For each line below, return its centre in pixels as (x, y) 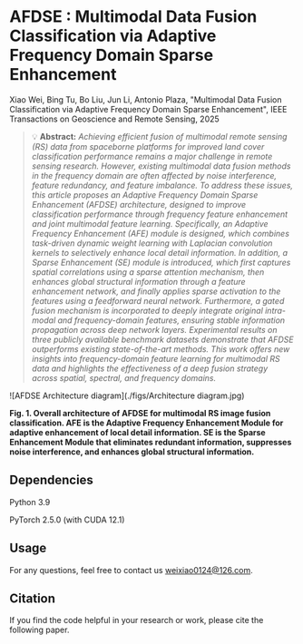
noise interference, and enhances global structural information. (132, 452)
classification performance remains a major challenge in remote (152, 156)
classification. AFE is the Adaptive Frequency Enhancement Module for (147, 423)
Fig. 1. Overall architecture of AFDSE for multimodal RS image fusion (140, 413)
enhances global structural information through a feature (139, 281)
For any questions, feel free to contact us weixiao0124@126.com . (132, 570)
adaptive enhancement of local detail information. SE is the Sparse (137, 432)
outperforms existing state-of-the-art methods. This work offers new (161, 349)
